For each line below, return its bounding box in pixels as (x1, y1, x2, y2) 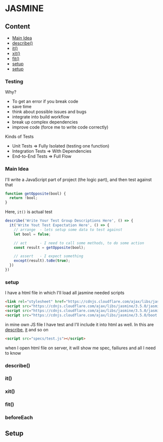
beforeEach (5, 414, 33, 421)
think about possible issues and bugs (12, 109, 87, 115)
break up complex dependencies (12, 119, 78, 125)
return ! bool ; (9, 196, 38, 200)
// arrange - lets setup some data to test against (14, 227, 123, 232)
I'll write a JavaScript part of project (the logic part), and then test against (5, 177, 152, 182)
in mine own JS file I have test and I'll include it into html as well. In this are (5, 321, 154, 327)
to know (5, 350, 21, 356)
